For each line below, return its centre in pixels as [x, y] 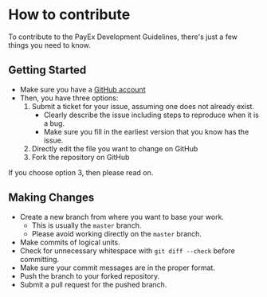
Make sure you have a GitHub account [82, 89]
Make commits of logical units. [70, 242]
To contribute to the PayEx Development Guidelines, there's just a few [123, 37]
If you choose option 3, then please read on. [81, 172]
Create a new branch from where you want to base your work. [122, 217]
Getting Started [47, 70]
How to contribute [69, 15]
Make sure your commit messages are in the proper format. [117, 268]
